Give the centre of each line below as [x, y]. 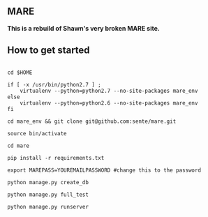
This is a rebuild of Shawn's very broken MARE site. [84, 28]
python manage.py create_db [48, 182]
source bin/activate [37, 133]
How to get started [49, 51]
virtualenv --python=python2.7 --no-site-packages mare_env [109, 91]
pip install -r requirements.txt [56, 158]
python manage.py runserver [48, 207]
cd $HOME [20, 73]
